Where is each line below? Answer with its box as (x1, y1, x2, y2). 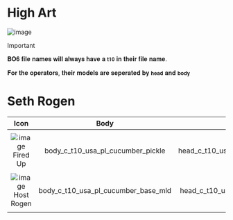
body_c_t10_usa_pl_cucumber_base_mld (38, 185, 172, 195)
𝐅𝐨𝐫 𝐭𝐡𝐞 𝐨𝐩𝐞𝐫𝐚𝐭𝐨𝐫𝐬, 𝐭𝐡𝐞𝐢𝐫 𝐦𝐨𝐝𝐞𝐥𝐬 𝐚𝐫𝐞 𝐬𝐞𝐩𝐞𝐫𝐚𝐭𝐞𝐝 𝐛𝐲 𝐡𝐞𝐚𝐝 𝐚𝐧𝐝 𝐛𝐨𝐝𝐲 (7, 68, 191, 77)
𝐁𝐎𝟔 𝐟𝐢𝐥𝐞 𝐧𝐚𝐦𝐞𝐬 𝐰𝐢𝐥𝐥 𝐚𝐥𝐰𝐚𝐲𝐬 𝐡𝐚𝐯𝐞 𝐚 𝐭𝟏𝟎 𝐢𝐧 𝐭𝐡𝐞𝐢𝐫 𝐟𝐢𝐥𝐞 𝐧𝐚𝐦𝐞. (7, 54, 168, 63)
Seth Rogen (7, 94, 76, 109)
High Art (7, 5, 57, 21)
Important (7, 41, 35, 49)
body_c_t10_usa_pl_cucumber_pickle (44, 146, 166, 155)
